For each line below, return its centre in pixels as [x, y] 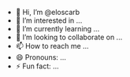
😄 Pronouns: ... [41, 57]
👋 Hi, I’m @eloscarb [48, 12]
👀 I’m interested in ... [49, 20]
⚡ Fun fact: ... [37, 66]
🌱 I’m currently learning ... [58, 29]
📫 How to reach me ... [52, 46]
